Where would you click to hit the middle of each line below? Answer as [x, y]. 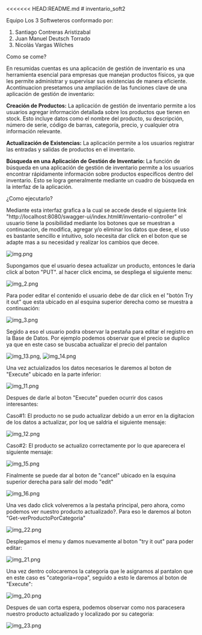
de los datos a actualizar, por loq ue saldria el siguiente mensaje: [86, 422]
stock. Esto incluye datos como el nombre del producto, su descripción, [95, 118]
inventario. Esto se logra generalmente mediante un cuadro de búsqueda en [100, 180]
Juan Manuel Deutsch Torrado [53, 38]
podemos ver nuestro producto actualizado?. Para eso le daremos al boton [99, 512]
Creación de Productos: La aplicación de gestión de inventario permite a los [101, 106]
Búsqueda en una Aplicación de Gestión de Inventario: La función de [93, 161]
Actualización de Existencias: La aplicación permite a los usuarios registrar [100, 143]
